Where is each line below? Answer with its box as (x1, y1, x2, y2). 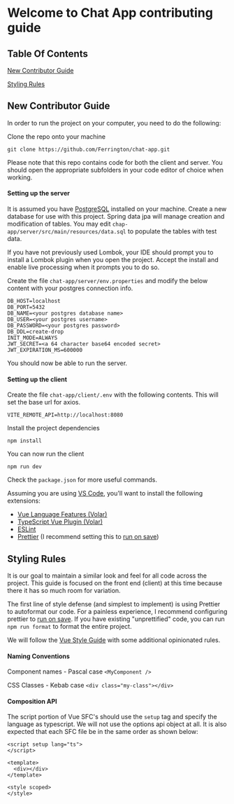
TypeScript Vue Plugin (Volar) (17, 517, 103, 526)
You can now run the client (7, 450, 85, 458)
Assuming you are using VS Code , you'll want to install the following (7, 489, 203, 498)
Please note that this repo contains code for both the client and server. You (7, 158, 224, 166)
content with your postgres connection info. (7, 284, 133, 292)
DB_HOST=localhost (7, 298, 61, 305)
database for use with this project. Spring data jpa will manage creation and (7, 212, 225, 221)
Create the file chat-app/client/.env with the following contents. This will (7, 390, 219, 399)
